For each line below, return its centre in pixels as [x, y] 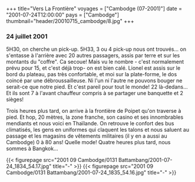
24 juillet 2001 [27, 36]
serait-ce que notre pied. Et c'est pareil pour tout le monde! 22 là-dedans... [97, 87]
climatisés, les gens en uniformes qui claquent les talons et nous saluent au [98, 130]
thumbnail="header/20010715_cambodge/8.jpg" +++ [70, 21]
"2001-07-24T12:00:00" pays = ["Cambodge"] [63, 15]
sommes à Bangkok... [32, 149]
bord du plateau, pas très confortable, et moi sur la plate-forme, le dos [92, 74]
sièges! [15, 99]
